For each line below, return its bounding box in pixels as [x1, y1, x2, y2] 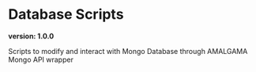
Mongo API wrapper [8, 55, 73, 64]
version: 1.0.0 [8, 31, 55, 41]
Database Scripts [8, 5, 124, 23]
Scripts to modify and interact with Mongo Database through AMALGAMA [8, 46, 248, 56]
